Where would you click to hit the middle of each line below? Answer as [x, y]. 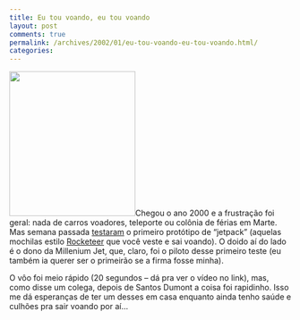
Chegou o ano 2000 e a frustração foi [205, 213]
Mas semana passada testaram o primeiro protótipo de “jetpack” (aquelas [146, 232]
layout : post [34, 26]
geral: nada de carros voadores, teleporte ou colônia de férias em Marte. [143, 223]
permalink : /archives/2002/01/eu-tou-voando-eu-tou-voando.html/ [133, 42]
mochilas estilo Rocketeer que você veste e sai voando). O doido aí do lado [148, 241]
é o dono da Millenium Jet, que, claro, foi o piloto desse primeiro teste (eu [146, 251]
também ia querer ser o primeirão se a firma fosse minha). [116, 261]
